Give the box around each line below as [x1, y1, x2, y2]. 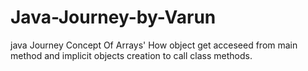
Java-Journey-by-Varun [10, 6, 217, 29]
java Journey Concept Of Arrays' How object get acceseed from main [10, 39, 298, 51]
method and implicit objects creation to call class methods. [10, 49, 253, 61]
